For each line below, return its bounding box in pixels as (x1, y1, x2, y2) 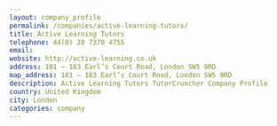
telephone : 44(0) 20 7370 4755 (9, 37, 125, 47)
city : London (9, 95, 58, 105)
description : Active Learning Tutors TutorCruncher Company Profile (9, 79, 268, 88)
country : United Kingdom (9, 87, 101, 96)
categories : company (9, 104, 86, 113)
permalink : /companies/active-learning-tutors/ (9, 21, 189, 30)
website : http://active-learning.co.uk (9, 54, 157, 63)
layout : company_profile (9, 12, 101, 22)
